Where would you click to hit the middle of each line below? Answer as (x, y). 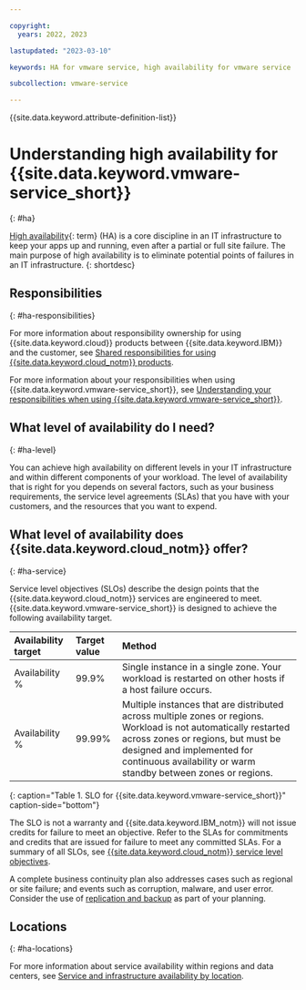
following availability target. (61, 617)
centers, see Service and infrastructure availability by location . (127, 976)
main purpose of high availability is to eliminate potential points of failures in (152, 255)
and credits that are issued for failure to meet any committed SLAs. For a (146, 842)
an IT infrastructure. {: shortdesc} (72, 265)
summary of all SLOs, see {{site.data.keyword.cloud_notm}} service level (147, 852)
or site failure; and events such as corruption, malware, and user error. (142, 888)
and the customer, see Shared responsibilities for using (113, 352)
